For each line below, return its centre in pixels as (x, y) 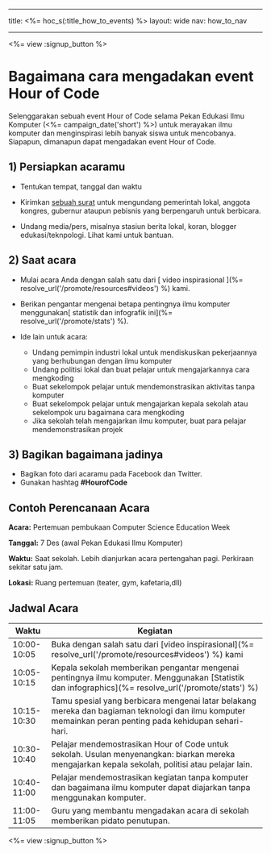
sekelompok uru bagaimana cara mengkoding (108, 412)
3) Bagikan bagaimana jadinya (86, 454)
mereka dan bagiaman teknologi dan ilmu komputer (148, 711)
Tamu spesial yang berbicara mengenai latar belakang (154, 701)
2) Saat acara (42, 260)
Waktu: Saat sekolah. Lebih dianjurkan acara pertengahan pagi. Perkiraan (131, 559)
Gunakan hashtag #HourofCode (73, 483)
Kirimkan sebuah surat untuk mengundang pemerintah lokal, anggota (135, 202)
